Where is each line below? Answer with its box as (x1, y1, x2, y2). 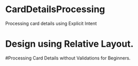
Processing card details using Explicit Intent (5, 20, 97, 26)
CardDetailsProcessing (5, 4, 105, 15)
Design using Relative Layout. (5, 38, 134, 50)
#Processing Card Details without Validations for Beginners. (5, 55, 131, 61)
